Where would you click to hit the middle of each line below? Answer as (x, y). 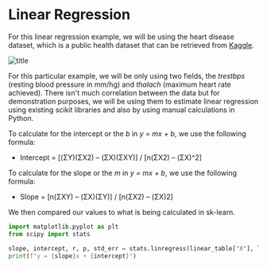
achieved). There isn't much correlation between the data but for (114, 92)
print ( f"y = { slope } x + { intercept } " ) (72, 256)
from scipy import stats (49, 234)
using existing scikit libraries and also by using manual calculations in (122, 110)
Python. (21, 118)
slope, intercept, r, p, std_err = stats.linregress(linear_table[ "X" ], (131, 248)
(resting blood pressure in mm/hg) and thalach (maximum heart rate (120, 84)
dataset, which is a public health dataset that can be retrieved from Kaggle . (131, 45)
